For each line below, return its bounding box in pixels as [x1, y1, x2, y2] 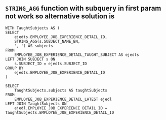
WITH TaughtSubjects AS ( [5, 25, 60, 31]
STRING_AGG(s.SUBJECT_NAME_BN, [14, 39, 80, 44]
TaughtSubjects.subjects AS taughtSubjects [14, 87, 108, 93]
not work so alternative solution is [5, 12, 115, 21]
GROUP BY [5, 66, 24, 71]
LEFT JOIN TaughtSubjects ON [5, 101, 67, 106]
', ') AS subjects [14, 43, 53, 48]
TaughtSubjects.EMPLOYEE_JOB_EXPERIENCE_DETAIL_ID [5, 110, 114, 115]
